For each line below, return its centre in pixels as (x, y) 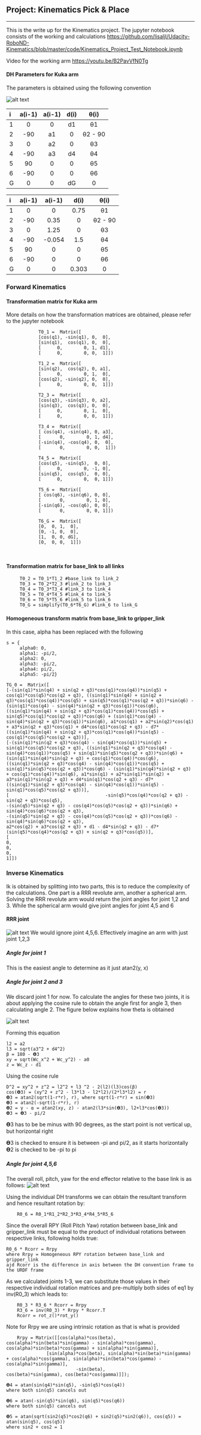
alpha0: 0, (33, 648)
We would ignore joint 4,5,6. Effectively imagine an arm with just (109, 933)
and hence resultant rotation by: (45, 1203)
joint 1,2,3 (18, 939)
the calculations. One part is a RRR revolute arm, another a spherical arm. (97, 893)
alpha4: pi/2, (37, 669)
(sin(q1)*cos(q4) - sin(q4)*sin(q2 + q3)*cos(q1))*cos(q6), (83, 706)
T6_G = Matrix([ (60, 521)
